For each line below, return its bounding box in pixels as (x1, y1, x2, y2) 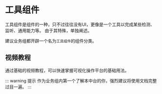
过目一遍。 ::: (5, 84, 32, 90)
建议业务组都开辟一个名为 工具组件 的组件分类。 (5, 38, 97, 44)
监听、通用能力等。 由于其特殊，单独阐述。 (5, 27, 92, 33)
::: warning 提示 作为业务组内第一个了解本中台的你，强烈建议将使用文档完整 (5, 77, 157, 83)
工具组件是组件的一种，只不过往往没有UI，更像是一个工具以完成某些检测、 (5, 21, 155, 27)
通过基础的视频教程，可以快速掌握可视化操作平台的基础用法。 (5, 67, 129, 73)
